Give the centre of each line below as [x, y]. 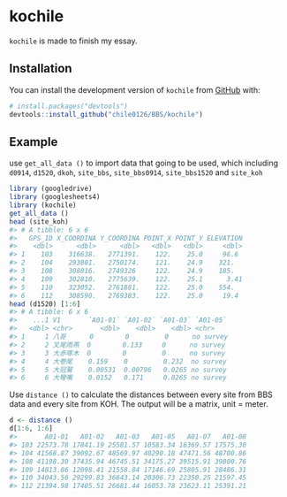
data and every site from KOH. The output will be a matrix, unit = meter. [139, 404]
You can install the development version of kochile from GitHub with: [135, 89]
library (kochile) [43, 205]
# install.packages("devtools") [68, 106]
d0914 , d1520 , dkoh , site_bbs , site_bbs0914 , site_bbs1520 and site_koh [136, 172]
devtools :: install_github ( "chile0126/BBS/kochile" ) [106, 114]
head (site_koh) [39, 222]
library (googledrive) [51, 189]
